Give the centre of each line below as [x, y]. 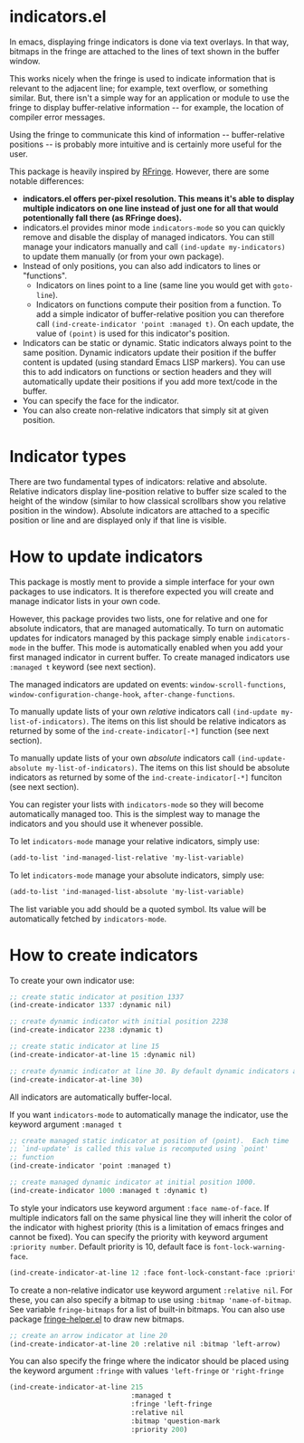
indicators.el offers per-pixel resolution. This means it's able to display [158, 198]
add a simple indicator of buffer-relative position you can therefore [160, 313]
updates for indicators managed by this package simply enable [127, 638]
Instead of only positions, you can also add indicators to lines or [141, 265]
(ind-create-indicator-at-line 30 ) [76, 1080]
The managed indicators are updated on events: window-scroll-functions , [148, 684]
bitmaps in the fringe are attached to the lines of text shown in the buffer [145, 51]
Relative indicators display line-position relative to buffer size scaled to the [148, 491]
